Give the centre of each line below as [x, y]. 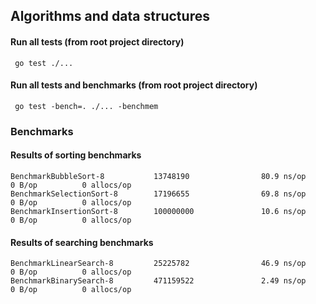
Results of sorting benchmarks [76, 155]
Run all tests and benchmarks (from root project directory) [134, 85]
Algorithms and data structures [110, 16]
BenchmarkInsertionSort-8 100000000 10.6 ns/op [158, 211]
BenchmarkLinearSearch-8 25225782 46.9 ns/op [158, 264]
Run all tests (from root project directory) [97, 41]
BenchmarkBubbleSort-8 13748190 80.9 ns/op [158, 176]
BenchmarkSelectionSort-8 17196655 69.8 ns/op [158, 194]
